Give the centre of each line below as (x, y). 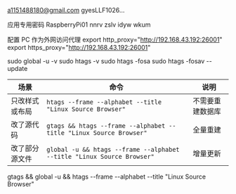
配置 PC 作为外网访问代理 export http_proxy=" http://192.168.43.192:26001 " (115, 39)
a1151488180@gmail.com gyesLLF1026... (66, 10)
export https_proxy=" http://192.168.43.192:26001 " (79, 47)
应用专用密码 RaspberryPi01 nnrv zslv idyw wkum (79, 25)
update (18, 69)
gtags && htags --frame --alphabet (106, 126)
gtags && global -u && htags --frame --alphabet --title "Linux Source (106, 176)
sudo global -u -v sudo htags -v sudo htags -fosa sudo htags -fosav (106, 61)
